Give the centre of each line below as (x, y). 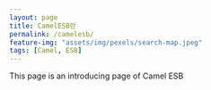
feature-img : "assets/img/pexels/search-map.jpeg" (106, 42)
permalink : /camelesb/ (52, 34)
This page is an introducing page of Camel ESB (97, 76)
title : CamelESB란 (43, 26)
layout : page (34, 17)
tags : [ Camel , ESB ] (46, 51)
